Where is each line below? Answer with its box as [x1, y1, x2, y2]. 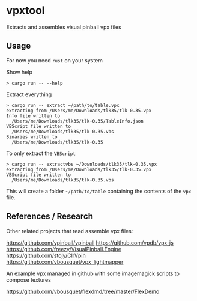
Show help [6, 68, 33, 76]
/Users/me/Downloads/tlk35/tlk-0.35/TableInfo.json [11, 118, 144, 124]
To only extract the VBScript [6, 150, 76, 157]
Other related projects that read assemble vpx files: [6, 227, 133, 234]
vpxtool [6, 4, 45, 17]
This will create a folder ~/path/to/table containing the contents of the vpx [6, 187, 192, 195]
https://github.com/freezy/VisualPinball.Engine [6, 245, 122, 252]
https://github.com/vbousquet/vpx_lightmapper [6, 258, 124, 265]
